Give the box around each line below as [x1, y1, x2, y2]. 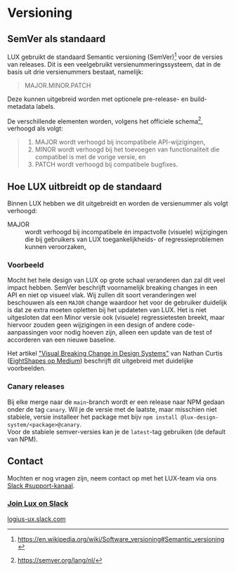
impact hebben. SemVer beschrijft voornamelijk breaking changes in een [7, 283, 218, 292]
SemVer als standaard [7, 33, 106, 45]
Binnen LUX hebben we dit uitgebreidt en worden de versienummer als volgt [7, 199, 228, 208]
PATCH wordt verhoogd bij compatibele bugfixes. [34, 160, 178, 169]
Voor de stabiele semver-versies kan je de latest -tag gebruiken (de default [7, 427, 226, 436]
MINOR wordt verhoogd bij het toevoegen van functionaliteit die [34, 145, 220, 154]
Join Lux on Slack [7, 499, 69, 509]
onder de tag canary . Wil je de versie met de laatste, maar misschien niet [7, 405, 218, 413]
